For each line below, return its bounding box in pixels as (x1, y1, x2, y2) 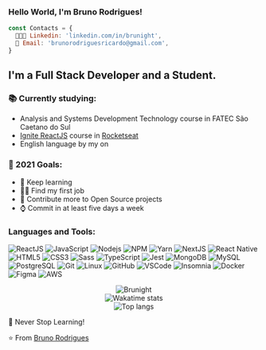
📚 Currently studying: (8, 93, 97, 104)
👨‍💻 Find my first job (19, 185, 85, 195)
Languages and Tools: (8, 226, 96, 237)
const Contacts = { (8, 25, 73, 33)
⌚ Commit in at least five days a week (19, 203, 145, 212)
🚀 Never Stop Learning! (8, 317, 85, 327)
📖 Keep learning (19, 177, 73, 187)
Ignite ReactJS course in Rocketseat (19, 130, 139, 141)
